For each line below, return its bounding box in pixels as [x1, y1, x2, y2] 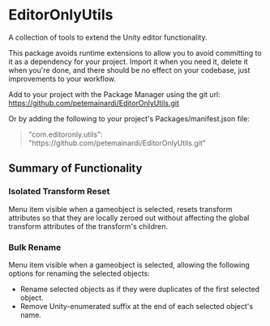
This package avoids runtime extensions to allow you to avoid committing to [8, 48, 262, 57]
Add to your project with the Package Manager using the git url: [8, 89, 221, 99]
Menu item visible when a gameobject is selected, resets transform [8, 204, 233, 214]
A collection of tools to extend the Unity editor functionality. [8, 32, 208, 42]
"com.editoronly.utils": [28, 129, 103, 139]
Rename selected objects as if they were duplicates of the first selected [19, 284, 260, 294]
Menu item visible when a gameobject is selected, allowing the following [8, 260, 250, 269]
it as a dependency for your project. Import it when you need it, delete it [8, 57, 249, 66]
